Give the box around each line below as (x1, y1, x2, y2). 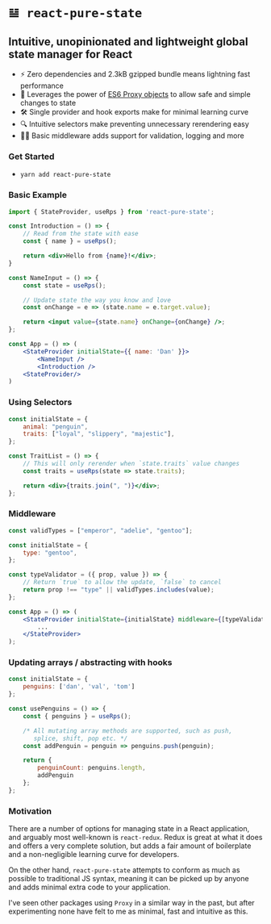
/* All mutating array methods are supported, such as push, (23, 726, 232, 735)
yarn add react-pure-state (19, 171, 111, 179)
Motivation (8, 805, 52, 817)
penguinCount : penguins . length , (37, 764, 147, 772)
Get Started (8, 151, 55, 162)
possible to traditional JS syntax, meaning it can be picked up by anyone (8, 874, 249, 884)
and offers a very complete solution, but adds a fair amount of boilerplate (8, 841, 252, 851)
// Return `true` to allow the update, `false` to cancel (23, 579, 222, 587)
